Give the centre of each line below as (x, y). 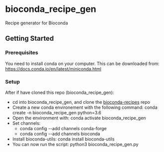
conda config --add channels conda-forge (63, 128)
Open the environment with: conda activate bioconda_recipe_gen (79, 118)
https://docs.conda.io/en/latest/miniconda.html (53, 69)
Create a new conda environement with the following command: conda (85, 107)
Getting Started (30, 38)
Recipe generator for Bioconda (37, 23)
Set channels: (26, 123)
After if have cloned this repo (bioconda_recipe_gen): (60, 92)
